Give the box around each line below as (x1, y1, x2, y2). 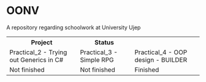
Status (94, 38, 115, 46)
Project (31, 38, 53, 46)
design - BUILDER (134, 55, 188, 64)
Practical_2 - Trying (9, 48, 67, 56)
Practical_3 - (80, 48, 118, 56)
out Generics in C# (9, 55, 64, 64)
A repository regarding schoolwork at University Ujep (6, 24, 141, 31)
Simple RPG (80, 55, 115, 64)
